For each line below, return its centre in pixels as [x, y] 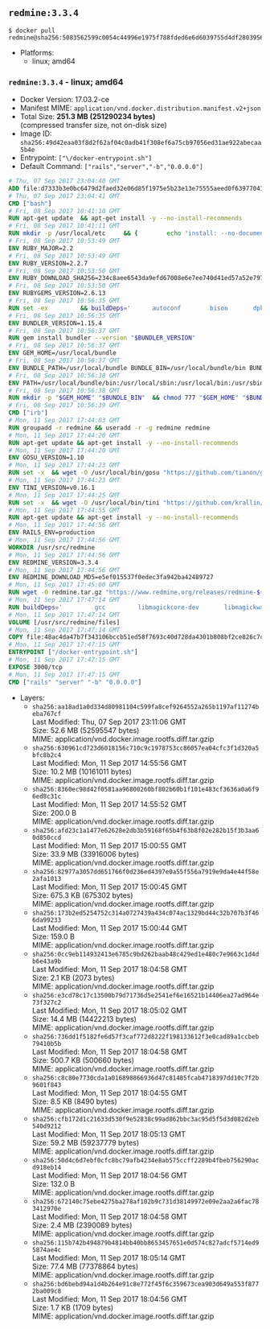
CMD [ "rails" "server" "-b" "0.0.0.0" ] [75, 682]
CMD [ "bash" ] [30, 204]
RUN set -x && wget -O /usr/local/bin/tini [84, 503]
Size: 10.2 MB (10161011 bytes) [82, 771]
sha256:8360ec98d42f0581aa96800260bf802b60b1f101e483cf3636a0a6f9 [145, 789]
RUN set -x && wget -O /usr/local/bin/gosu [84, 473]
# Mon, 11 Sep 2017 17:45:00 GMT [64, 585]
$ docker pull [32, 31]
